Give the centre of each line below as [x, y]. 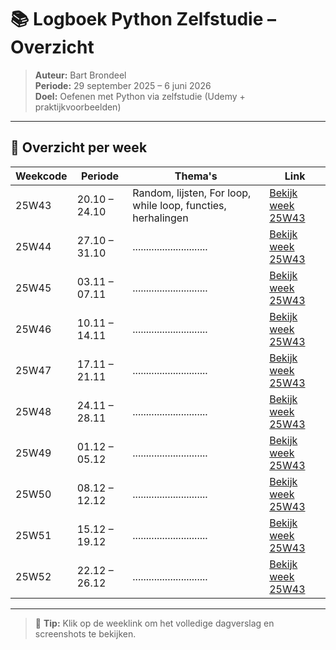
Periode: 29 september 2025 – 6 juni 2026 [123, 85]
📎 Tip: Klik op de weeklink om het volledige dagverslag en [154, 623]
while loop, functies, [179, 205]
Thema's [196, 176]
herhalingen [160, 218]
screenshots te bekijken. [85, 633]
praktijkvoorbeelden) [78, 107]
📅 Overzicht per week [79, 147]
